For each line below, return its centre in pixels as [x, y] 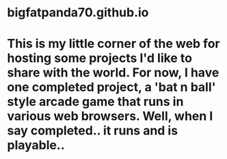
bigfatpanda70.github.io [78, 13]
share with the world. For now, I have [113, 73]
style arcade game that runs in [95, 102]
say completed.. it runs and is [93, 131]
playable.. [36, 145]
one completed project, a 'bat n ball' [111, 87]
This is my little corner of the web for [113, 44]
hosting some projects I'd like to [100, 58]
